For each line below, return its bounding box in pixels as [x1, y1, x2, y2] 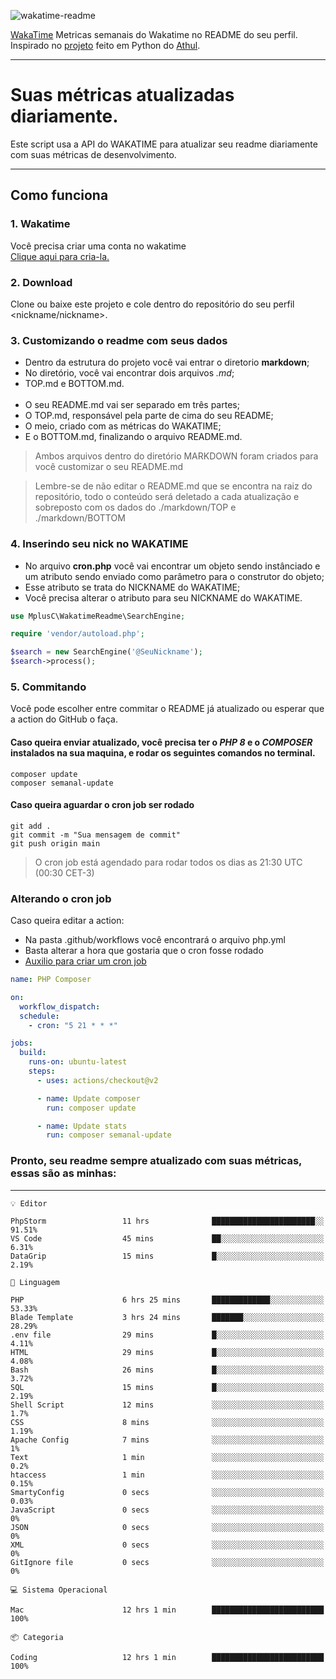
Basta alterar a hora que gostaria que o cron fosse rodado [24, 945, 264, 957]
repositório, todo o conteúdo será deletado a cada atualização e [34, 491, 300, 503]
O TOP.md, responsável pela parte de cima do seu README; [24, 410, 274, 422]
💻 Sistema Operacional [10, 1585, 108, 1595]
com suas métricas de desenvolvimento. [10, 148, 177, 160]
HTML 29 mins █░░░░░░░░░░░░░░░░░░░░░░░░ [10, 1347, 325, 1357]
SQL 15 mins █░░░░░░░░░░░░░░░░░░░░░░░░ [10, 1382, 325, 1392]
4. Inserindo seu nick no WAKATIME [10, 537, 189, 551]
